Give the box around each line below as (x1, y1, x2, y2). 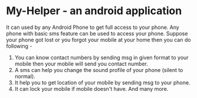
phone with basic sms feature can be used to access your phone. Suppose (6, 30, 188, 37)
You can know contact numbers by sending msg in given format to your (14, 54, 189, 61)
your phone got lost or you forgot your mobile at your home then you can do (6, 36, 191, 43)
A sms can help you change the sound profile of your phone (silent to (14, 66, 183, 73)
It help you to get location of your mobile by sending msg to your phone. (14, 79, 191, 86)
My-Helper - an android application (6, 4, 182, 18)
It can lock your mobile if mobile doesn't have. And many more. (14, 85, 169, 92)
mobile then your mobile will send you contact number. (14, 60, 149, 67)
